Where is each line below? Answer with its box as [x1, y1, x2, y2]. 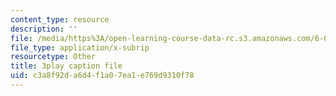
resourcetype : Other [10, 52, 97, 62]
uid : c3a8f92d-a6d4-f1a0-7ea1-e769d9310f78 [10, 71, 195, 81]
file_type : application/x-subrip [10, 42, 150, 53]
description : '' [10, 24, 78, 34]
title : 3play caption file [10, 61, 123, 71]
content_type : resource [10, 14, 110, 25]
